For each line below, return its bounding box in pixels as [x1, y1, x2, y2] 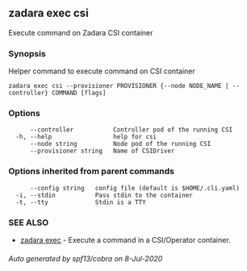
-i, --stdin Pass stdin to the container [15, 191, 194, 199]
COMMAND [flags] [51, 89, 107, 98]
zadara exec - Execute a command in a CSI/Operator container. [19, 236, 232, 244]
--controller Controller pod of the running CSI [29, 126, 232, 134]
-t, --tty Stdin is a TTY [15, 198, 147, 206]
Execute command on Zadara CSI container [8, 27, 153, 37]
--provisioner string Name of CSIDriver [29, 147, 175, 156]
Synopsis [8, 48, 46, 59]
